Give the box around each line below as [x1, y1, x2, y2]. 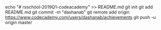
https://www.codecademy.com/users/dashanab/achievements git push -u [5, 15, 156, 20]
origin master [5, 19, 32, 25]
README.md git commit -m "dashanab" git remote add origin [5, 9, 130, 15]
